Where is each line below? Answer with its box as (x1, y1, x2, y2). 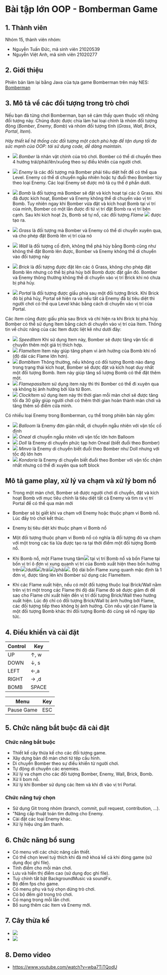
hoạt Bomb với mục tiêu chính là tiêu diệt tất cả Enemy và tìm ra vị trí (12, 495, 154, 501)
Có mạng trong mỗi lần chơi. (12, 897, 71, 903)
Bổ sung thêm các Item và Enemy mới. (12, 902, 92, 908)
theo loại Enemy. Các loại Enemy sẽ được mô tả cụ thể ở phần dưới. (12, 180, 151, 186)
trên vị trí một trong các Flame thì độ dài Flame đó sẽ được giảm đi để (12, 587, 156, 593)
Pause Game (7, 707, 37, 714)
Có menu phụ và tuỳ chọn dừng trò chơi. (12, 886, 96, 892)
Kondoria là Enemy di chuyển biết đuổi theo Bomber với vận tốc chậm (18, 457, 162, 463)
